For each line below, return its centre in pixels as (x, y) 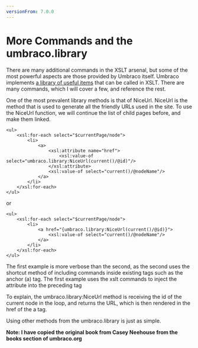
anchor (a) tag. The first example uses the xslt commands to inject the (92, 279)
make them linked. (29, 119)
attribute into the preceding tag (44, 285)
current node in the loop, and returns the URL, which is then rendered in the (98, 303)
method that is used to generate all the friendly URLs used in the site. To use (99, 107)
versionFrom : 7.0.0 (30, 12)
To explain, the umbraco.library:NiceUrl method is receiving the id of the (94, 297)
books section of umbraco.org (44, 339)
